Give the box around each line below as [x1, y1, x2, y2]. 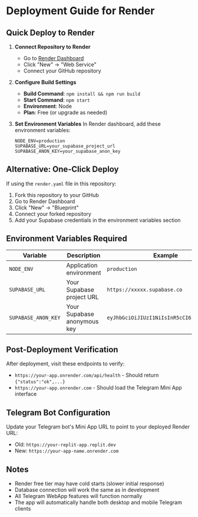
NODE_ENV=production [14, 138, 65, 144]
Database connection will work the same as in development [14, 486, 160, 493]
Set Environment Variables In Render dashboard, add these [14, 120, 161, 127]
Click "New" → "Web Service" [23, 61, 97, 68]
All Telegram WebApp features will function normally [14, 493, 143, 500]
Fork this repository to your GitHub [14, 191, 99, 198]
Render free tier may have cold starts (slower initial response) [14, 480, 164, 487]
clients [14, 505, 31, 512]
